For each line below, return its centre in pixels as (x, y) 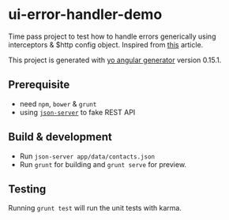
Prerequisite (39, 85)
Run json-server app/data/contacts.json (87, 156)
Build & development (60, 137)
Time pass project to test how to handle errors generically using (112, 36)
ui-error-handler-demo (85, 15)
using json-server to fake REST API (77, 112)
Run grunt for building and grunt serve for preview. (103, 164)
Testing (27, 189)
